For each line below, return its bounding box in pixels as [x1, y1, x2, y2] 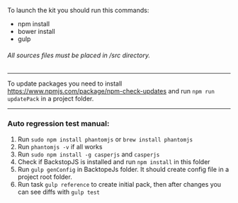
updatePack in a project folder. [7, 95, 94, 103]
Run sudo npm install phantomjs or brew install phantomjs [17, 134, 193, 144]
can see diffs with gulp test [17, 187, 101, 196]
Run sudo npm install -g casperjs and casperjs [17, 150, 160, 158]
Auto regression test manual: [7, 119, 110, 129]
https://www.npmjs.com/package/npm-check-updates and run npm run [7, 87, 215, 95]
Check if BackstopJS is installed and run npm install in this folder [17, 157, 210, 166]
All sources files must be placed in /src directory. [7, 51, 151, 59]
